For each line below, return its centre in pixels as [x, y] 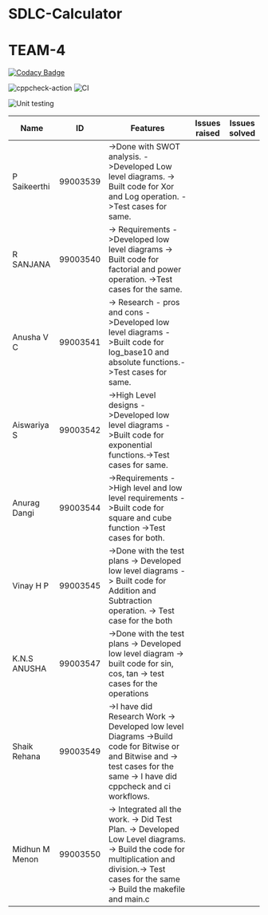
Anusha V [31, 338]
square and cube [140, 518]
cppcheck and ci [140, 786]
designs [123, 406]
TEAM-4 [37, 51]
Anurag [26, 503]
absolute [124, 362]
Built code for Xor [141, 187]
